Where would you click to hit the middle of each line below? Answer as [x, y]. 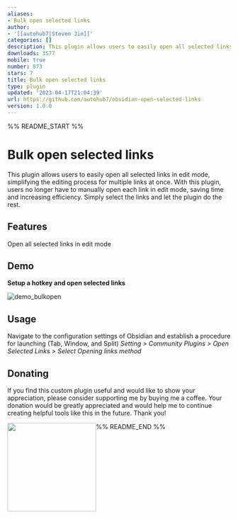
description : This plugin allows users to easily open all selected [110, 47]
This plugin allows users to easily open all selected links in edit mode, [109, 174]
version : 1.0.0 [30, 106]
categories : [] [30, 40]
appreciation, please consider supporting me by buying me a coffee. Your [115, 398]
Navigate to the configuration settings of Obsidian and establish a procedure [119, 336]
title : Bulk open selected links [57, 80]
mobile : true [27, 60]
